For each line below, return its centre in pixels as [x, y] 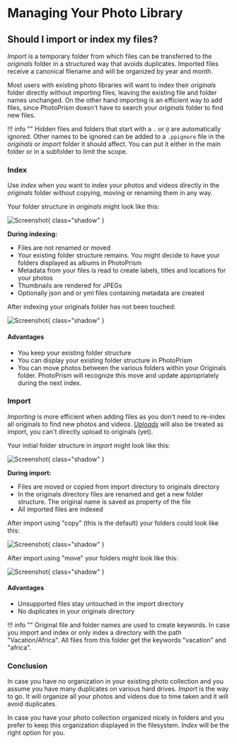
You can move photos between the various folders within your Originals [122, 367]
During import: [29, 472]
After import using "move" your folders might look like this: [93, 557]
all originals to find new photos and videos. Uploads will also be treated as [116, 424]
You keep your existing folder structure [74, 352]
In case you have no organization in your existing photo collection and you [116, 682]
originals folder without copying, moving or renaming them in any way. [110, 193]
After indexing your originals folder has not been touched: [91, 307]
